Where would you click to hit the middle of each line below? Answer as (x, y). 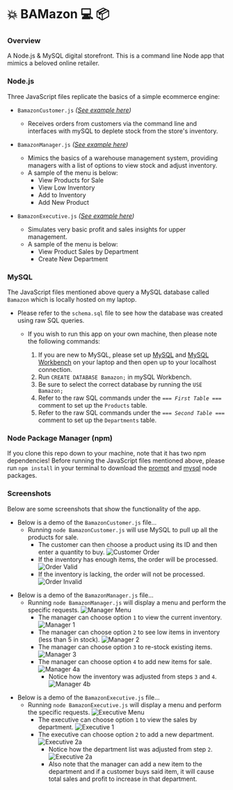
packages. (22, 476)
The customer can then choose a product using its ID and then (128, 544)
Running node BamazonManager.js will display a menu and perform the (127, 602)
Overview (24, 41)
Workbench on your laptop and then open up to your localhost (127, 362)
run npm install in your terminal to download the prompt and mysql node (112, 468)
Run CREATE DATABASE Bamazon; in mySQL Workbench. (115, 377)
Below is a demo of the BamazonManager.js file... (86, 595)
